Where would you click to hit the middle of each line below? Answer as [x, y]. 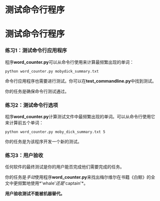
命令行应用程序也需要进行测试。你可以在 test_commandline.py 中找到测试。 [81, 81]
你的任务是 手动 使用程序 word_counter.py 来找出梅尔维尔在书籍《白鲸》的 [78, 177]
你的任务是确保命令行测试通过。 [37, 91]
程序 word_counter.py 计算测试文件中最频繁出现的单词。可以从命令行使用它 [80, 116]
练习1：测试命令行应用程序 [36, 51]
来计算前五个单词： [24, 123]
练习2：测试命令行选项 [32, 105]
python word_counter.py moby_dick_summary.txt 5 [55, 132]
